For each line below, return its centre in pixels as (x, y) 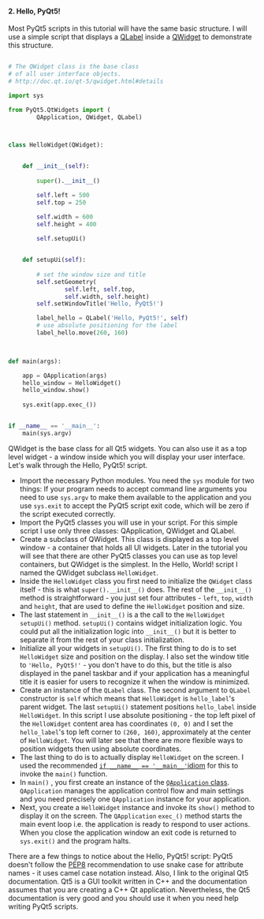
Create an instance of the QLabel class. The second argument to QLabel (135, 689)
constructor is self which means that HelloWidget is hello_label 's (127, 698)
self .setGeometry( (67, 282)
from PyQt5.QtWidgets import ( (59, 110)
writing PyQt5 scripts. (43, 906)
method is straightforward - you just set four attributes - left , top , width (136, 598)
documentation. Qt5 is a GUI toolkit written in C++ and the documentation (128, 881)
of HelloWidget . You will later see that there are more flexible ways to (131, 740)
